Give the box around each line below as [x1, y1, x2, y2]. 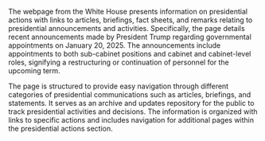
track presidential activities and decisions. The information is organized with [8, 107, 258, 116]
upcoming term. [8, 66, 61, 75]
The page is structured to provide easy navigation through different [8, 81, 229, 91]
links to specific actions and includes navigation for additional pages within [8, 116, 255, 124]
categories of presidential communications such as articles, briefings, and [8, 90, 251, 99]
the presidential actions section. [8, 123, 113, 133]
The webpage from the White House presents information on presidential [8, 7, 248, 16]
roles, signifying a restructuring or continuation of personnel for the [8, 57, 229, 67]
